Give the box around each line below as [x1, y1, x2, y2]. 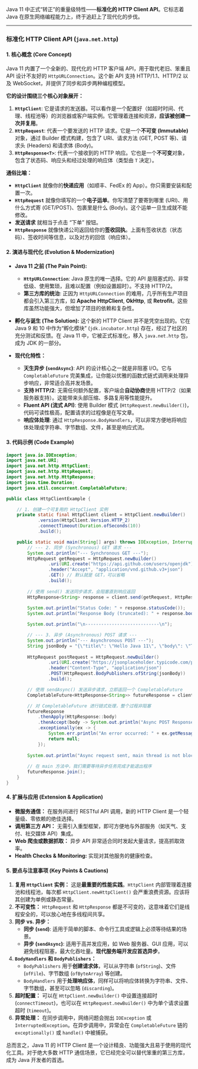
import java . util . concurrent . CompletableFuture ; [6, 485, 128, 491]
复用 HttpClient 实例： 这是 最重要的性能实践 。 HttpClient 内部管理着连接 [14, 881, 192, 888]
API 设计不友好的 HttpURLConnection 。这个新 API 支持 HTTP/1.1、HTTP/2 [6, 72, 181, 79]
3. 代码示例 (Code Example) [6, 438, 75, 446]
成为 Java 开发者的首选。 [6, 1057, 68, 1064]
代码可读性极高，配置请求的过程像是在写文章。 [23, 409, 137, 416]
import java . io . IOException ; [6, 452, 78, 458]
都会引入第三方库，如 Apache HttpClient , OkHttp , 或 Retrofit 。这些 [23, 297, 188, 304]
